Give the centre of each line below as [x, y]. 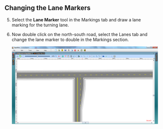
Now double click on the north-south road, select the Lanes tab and [80, 34]
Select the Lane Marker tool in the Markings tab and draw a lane [76, 19]
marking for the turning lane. [40, 25]
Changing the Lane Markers [48, 8]
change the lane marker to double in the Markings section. [70, 39]
